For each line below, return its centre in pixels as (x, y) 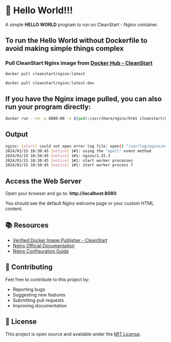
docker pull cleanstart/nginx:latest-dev (50, 83)
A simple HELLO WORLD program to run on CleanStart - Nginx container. (82, 25)
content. (14, 209)
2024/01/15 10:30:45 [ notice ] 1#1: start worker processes (69, 160)
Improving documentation (40, 305)
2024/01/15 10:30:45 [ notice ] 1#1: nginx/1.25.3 (58, 156)
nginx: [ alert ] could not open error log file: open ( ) (65, 146)
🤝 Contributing (29, 267)
